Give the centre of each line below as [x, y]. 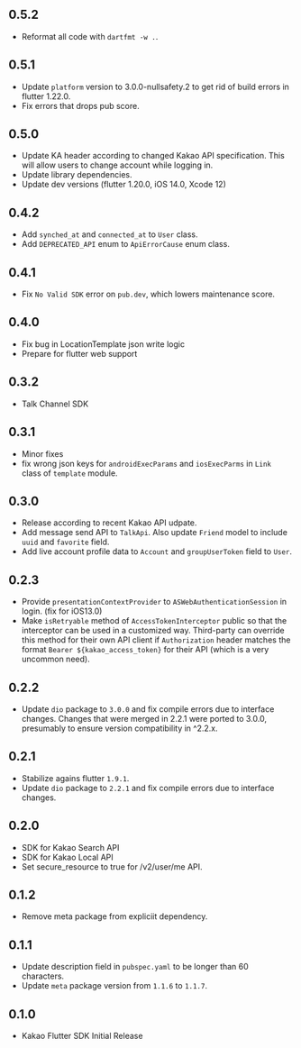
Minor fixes [42, 453]
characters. [43, 976]
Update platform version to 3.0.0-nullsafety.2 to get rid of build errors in [155, 87]
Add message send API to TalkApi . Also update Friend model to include [154, 533]
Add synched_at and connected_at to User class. [109, 234]
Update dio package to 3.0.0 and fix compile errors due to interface [148, 709]
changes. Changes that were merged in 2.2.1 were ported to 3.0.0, [144, 718]
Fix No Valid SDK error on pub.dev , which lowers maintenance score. [148, 294]
